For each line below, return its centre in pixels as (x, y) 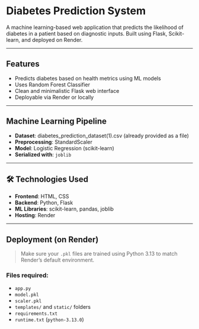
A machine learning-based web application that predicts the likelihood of (95, 27)
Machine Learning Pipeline (57, 122)
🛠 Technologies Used (47, 179)
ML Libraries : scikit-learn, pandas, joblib (64, 209)
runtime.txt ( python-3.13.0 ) (49, 320)
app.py (23, 289)
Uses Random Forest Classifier (52, 85)
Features (23, 64)
